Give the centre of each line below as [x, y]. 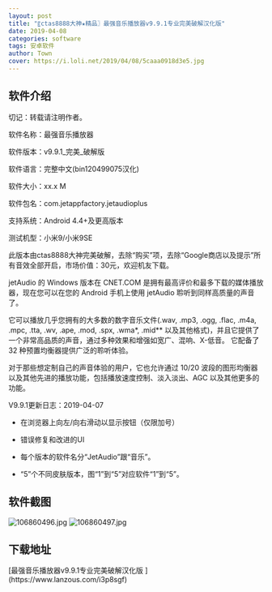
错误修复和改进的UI [52, 440]
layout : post [30, 16]
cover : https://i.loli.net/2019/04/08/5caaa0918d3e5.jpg [106, 62]
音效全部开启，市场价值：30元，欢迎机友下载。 [94, 265]
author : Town [30, 54]
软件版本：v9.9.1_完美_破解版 [57, 152]
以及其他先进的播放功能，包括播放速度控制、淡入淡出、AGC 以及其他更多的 [134, 377]
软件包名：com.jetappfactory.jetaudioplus [78, 203]
